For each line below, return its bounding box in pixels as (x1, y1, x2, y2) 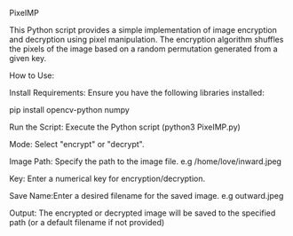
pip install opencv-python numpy (9, 105, 131, 114)
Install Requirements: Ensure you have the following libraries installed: (9, 88, 265, 98)
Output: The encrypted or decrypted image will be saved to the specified (9, 208, 276, 218)
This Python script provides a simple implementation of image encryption (9, 25, 278, 35)
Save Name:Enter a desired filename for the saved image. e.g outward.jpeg (9, 191, 284, 201)
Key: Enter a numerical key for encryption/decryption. (9, 173, 206, 184)
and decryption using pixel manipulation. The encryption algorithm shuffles (9, 35, 284, 44)
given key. (9, 53, 47, 63)
